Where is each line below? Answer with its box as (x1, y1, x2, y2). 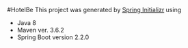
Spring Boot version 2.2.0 (16, 33, 90, 41)
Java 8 (16, 19, 36, 26)
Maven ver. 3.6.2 (16, 26, 64, 34)
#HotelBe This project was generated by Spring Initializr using (7, 6, 182, 14)
